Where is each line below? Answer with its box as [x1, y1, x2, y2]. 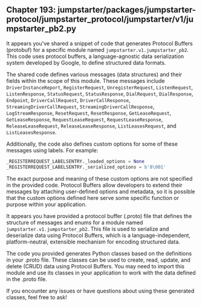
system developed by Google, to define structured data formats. [6, 59, 166, 66]
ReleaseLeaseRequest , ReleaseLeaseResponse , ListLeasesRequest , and [6, 122, 177, 129]
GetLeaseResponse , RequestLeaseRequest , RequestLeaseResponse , [6, 115, 163, 123]
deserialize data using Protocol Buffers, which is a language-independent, [6, 231, 191, 239]
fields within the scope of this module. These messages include [6, 77, 165, 84]
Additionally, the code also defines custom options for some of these [6, 140, 178, 147]
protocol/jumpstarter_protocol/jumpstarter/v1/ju [6, 15, 194, 25]
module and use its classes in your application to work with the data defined [6, 269, 196, 276]
